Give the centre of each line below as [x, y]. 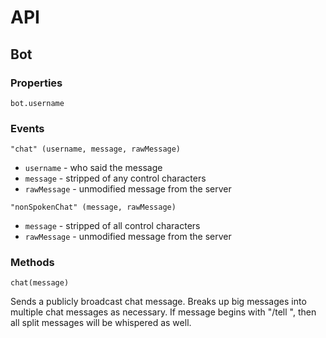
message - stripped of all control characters [112, 226]
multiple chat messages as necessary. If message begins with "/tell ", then [163, 312]
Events [27, 128]
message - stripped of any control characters [115, 178]
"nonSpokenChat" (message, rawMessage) [93, 207]
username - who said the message [93, 168]
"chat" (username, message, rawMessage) [96, 149]
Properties [36, 83]
